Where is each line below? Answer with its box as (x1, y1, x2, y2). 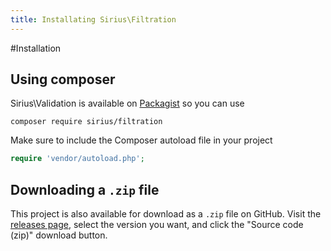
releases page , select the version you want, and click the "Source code (10, 219, 304, 231)
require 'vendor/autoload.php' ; (10, 154, 145, 164)
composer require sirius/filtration (10, 117, 163, 127)
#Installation (10, 42, 62, 54)
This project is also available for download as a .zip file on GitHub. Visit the (10, 208, 322, 220)
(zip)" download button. (10, 229, 108, 241)
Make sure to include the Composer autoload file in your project (10, 134, 273, 146)
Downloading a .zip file (10, 181, 160, 198)
